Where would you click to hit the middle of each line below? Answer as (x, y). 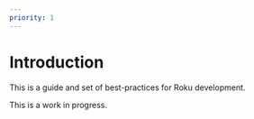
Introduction (57, 62)
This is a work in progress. (59, 105)
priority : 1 (32, 18)
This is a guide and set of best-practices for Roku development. (127, 87)
